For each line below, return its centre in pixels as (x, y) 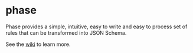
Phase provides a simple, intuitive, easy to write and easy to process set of (97, 26)
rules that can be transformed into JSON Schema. (66, 32)
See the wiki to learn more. (38, 44)
